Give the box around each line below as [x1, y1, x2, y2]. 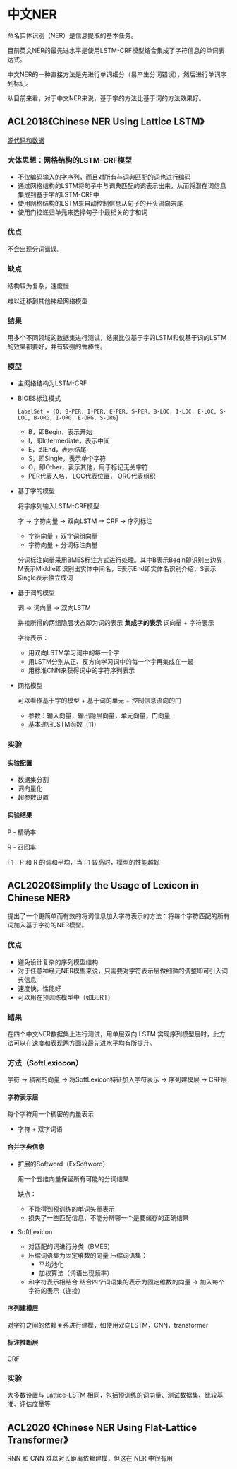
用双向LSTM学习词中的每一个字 [28, 648, 120, 657]
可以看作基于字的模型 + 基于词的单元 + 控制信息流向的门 [17, 696, 182, 705]
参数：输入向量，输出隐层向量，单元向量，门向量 [28, 711, 171, 720]
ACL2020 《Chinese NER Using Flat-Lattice [7, 1422, 197, 1434]
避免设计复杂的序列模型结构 [17, 957, 99, 966]
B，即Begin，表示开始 [28, 428, 93, 436]
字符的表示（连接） [28, 1286, 85, 1294]
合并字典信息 [7, 1142, 44, 1151]
